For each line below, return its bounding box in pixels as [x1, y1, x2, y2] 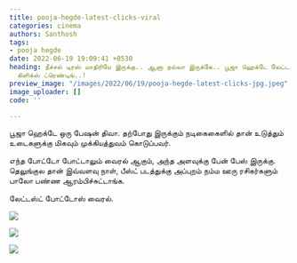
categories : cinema [9, 21, 82, 30]
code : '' [9, 95, 42, 105]
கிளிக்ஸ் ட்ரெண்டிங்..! [17, 71, 87, 80]
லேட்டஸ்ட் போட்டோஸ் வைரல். [9, 193, 114, 204]
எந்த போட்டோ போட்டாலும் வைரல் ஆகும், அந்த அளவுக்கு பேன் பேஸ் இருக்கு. [9, 155, 277, 166]
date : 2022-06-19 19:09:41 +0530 [9, 54, 133, 63]
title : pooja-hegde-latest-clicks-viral [9, 12, 162, 22]
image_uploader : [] [9, 87, 82, 96]
